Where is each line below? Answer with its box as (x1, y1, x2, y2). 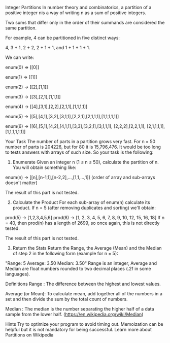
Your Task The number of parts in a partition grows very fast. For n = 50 (5, 139, 156, 144)
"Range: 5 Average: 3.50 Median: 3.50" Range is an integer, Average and (5, 260, 157, 266)
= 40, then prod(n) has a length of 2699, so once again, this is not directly (5, 220, 160, 226)
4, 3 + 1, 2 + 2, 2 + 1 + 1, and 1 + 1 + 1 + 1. (5, 45, 90, 50)
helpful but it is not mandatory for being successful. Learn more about (5, 327, 152, 332)
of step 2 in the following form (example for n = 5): (12, 251, 118, 256)
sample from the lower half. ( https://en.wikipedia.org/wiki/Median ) (5, 312, 144, 317)
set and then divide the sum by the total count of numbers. (5, 296, 128, 302)
